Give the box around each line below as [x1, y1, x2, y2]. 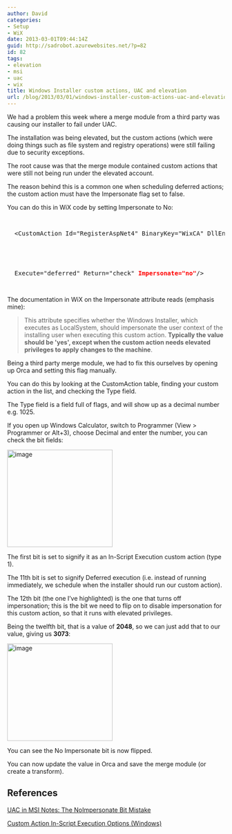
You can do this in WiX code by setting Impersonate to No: [7, 203, 174, 211]
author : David [7, 10, 48, 17]
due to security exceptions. [7, 148, 85, 156]
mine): [7, 302, 26, 311]
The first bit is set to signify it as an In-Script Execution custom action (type [7, 553, 222, 561]
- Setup [7, 23, 30, 30]
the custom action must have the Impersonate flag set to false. [7, 190, 185, 198]
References [7, 787, 58, 799]
